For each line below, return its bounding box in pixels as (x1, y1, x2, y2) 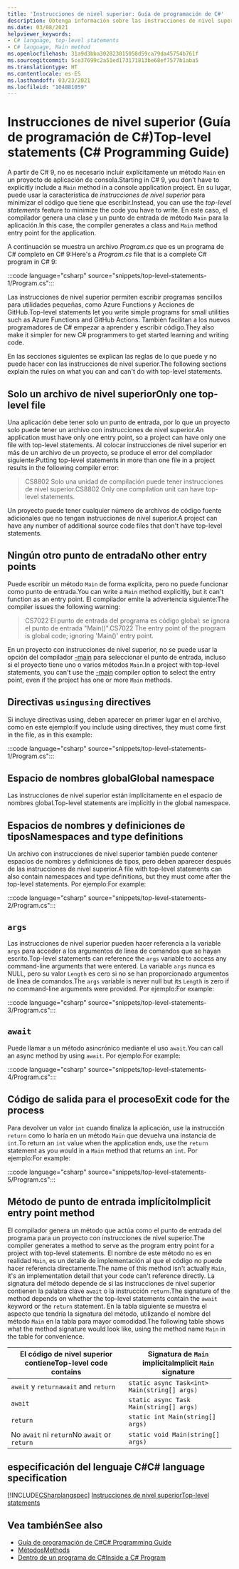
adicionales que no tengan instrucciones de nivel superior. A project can (7, 514, 218, 522)
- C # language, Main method (7, 44, 91, 51)
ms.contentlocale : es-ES (7, 70, 81, 77)
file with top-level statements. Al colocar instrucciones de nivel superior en (7, 441, 227, 449)
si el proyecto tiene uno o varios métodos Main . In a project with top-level (7, 660, 220, 669)
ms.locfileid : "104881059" (7, 83, 87, 91)
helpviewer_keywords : (7, 30, 72, 38)
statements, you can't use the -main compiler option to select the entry (7, 668, 216, 676)
